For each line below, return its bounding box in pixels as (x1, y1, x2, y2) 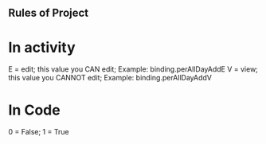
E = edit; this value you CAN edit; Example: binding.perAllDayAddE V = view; (8, 64, 259, 74)
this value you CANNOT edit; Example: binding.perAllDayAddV (8, 73, 213, 83)
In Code (8, 101, 61, 119)
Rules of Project (8, 6, 89, 20)
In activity (8, 38, 76, 56)
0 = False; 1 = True (8, 127, 69, 137)
